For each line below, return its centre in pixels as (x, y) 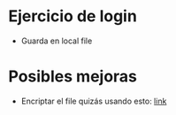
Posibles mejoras (73, 77)
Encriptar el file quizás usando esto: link (94, 101)
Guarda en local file (57, 41)
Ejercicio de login (73, 16)
